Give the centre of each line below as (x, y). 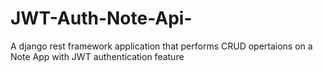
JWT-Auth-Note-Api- (101, 18)
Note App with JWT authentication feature (97, 56)
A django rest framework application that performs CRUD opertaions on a (161, 46)
